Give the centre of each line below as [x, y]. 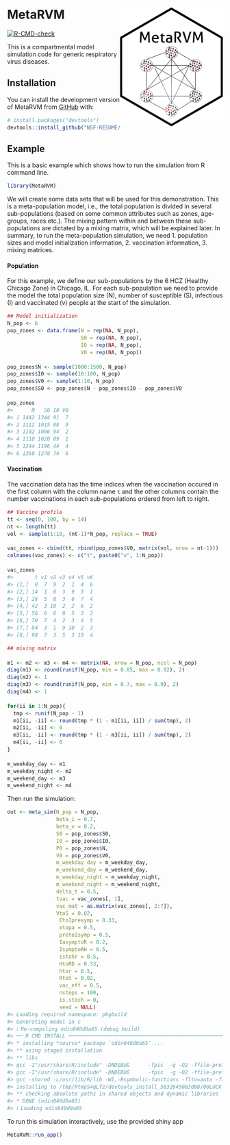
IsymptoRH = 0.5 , [84, 949]
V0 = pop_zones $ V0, [84, 855]
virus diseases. [28, 61]
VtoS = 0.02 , [75, 913]
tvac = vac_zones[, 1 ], [90, 899]
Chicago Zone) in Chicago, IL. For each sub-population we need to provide [113, 288]
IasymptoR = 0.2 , [84, 942]
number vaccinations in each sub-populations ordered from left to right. [108, 499]
